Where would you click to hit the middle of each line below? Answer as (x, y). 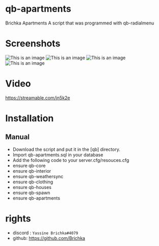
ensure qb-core (29, 166)
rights (18, 218)
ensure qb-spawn (31, 193)
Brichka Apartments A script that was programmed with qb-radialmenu (80, 23)
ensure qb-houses (32, 187)
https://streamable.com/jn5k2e (38, 98)
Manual (17, 137)
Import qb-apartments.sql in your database (58, 155)
